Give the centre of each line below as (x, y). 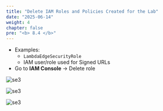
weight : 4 (18, 22)
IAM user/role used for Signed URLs (67, 63)
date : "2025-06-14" (30, 17)
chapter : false (25, 28)
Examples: (27, 50)
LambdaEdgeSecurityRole (52, 57)
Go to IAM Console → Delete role (55, 68)
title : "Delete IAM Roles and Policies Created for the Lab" (82, 11)
